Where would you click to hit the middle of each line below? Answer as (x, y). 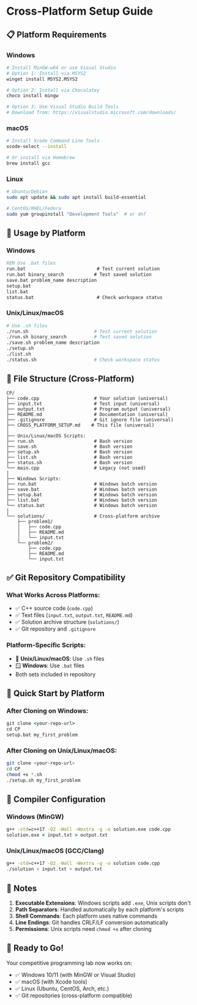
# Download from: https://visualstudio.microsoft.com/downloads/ (91, 113)
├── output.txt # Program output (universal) (89, 409)
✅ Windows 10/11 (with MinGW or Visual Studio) (75, 974)
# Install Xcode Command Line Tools (53, 141)
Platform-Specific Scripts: (46, 645)
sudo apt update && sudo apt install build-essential (76, 197)
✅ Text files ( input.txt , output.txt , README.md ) (74, 615)
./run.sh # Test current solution (82, 332)
